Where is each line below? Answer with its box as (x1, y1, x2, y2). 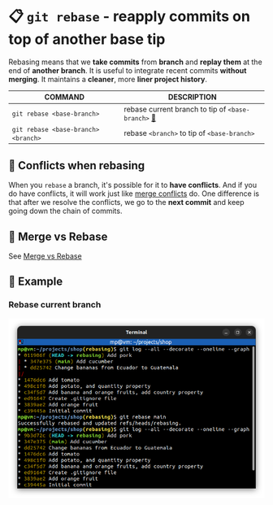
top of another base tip (8, 30, 166, 49)
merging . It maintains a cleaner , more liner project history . (8, 74, 207, 84)
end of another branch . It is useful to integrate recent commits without (8, 65, 247, 75)
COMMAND (44, 92, 85, 102)
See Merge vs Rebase (8, 251, 83, 261)
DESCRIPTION (167, 92, 217, 102)
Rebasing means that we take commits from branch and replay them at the (8, 57, 262, 67)
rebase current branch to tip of (123, 104, 227, 114)
